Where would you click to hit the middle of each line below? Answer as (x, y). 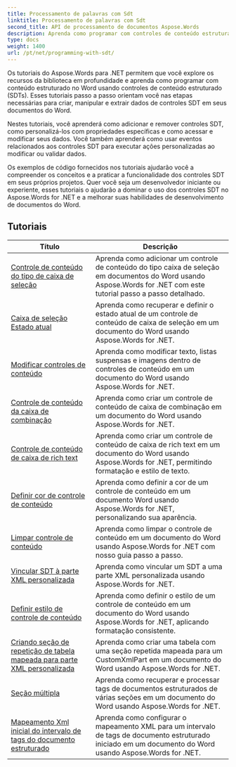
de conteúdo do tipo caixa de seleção (157, 267)
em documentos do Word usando (150, 276)
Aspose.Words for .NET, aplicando (152, 622)
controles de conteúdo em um (145, 369)
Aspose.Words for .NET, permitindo (154, 462)
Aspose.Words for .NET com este (150, 284)
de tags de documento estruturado (153, 735)
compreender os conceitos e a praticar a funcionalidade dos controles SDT (116, 175)
